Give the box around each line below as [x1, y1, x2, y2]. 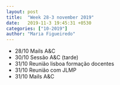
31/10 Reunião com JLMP [14, 66, 77, 74]
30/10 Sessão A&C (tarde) [14, 54, 79, 61]
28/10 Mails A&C [14, 47, 56, 54]
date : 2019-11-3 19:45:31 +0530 [6, 20, 92, 26]
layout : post [6, 8, 39, 15]
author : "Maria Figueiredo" [6, 31, 76, 37]
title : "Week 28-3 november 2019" [6, 14, 94, 20]
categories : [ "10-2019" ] [6, 25, 68, 32]
